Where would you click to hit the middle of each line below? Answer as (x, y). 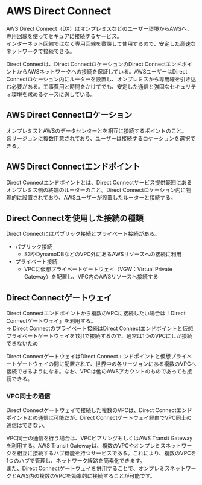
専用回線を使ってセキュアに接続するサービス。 (64, 36)
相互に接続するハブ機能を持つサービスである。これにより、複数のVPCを (106, 453)
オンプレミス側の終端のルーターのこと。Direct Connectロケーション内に (96, 190)
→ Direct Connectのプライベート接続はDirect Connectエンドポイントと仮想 (100, 328)
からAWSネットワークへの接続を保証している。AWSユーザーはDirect (102, 71)
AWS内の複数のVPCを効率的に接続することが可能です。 (86, 476)
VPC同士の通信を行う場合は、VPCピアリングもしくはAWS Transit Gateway (99, 438)
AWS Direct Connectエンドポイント (73, 167)
